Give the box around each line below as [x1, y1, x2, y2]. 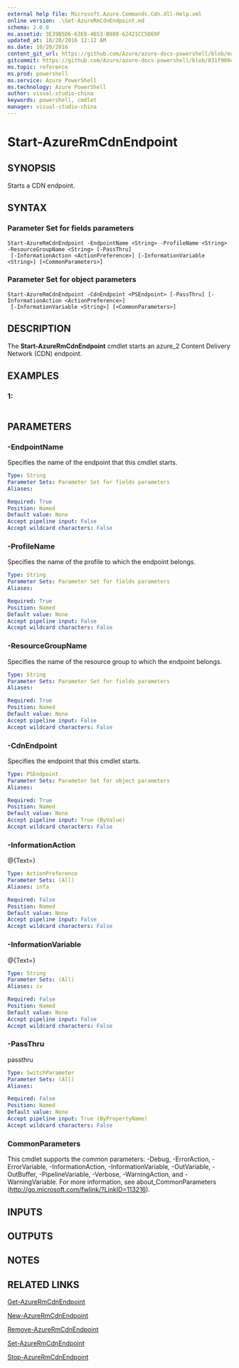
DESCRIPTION [7, 322, 71, 335]
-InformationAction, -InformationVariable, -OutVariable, [49, 1163, 211, 1171]
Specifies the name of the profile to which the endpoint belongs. [7, 558, 196, 566]
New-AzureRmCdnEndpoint [7, 1312, 89, 1320]
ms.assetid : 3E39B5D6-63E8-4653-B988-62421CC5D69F [7, 30, 161, 38]
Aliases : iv [7, 983, 43, 990]
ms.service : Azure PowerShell [7, 76, 97, 84]
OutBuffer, [7, 1170, 38, 1179]
